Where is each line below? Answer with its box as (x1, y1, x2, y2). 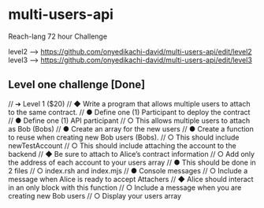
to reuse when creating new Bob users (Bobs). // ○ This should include (8, 132, 240, 142)
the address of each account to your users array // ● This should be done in (8, 158, 256, 167)
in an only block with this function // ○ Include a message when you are (8, 183, 242, 192)
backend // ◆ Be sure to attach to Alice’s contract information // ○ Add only (8, 149, 255, 158)
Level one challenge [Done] (8, 78, 146, 91)
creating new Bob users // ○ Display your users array (8, 191, 182, 200)
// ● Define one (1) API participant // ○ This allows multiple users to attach (8, 116, 251, 125)
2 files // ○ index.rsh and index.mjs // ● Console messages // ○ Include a (8, 165, 248, 175)
